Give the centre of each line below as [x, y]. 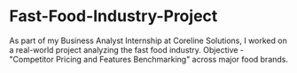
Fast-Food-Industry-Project [113, 16]
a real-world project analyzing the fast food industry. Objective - [127, 49]
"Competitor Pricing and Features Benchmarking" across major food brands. [149, 59]
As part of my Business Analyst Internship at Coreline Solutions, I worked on [148, 40]
